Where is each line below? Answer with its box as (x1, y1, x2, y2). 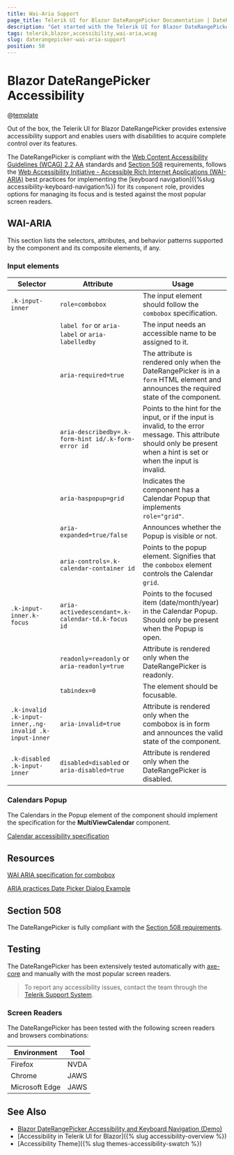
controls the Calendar (142, 569, 214, 579)
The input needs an (142, 320, 206, 329)
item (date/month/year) (142, 598, 219, 608)
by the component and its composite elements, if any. (7, 243, 162, 252)
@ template (7, 110, 38, 119)
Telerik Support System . (24, 990, 94, 998)
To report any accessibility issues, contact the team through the (24, 983, 208, 991)
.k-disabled (10, 755, 51, 763)
